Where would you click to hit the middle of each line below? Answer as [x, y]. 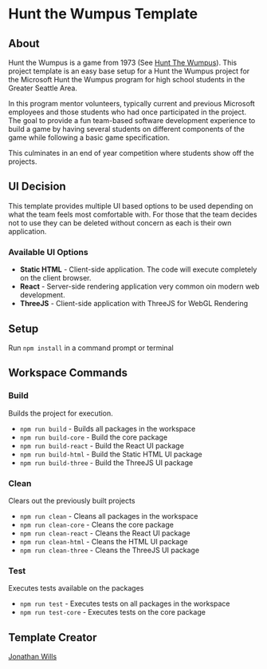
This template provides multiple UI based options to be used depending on [131, 205]
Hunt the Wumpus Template [103, 14]
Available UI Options [49, 252]
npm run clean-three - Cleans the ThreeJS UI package [110, 550]
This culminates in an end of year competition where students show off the [131, 153]
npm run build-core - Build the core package [94, 437]
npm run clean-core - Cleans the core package [96, 524]
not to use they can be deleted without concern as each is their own [120, 223]
